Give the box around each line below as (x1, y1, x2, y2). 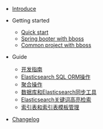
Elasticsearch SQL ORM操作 (20, 73, 91, 81)
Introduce (11, 5, 36, 12)
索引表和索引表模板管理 (20, 104, 80, 111)
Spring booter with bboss (20, 35, 84, 42)
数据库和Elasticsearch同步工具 (20, 88, 97, 96)
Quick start (20, 28, 49, 36)
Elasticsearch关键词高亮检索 (20, 96, 92, 103)
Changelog (11, 116, 40, 123)
